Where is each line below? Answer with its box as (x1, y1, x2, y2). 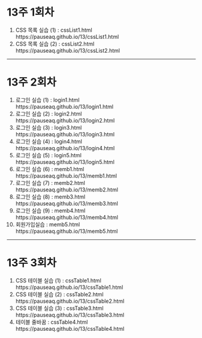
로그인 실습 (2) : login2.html (15, 110, 82, 117)
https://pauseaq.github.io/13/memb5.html (15, 227, 118, 235)
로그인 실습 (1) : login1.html (15, 96, 80, 103)
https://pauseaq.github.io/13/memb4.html (15, 214, 119, 221)
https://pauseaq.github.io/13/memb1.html (15, 172, 117, 179)
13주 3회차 (7, 256, 57, 270)
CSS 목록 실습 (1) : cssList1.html (15, 26, 92, 34)
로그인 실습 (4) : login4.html (15, 138, 83, 145)
